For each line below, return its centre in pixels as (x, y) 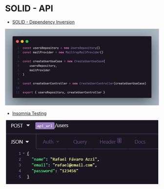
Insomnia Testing (29, 113)
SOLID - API (29, 9)
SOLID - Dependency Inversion (43, 22)
